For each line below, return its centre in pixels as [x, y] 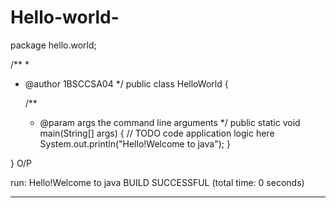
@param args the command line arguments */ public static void [170, 122]
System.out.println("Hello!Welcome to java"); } [135, 143]
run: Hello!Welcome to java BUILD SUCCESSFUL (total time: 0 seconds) [157, 182]
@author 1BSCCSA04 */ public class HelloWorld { [126, 83]
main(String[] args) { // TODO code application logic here [157, 133]
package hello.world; [53, 45]
